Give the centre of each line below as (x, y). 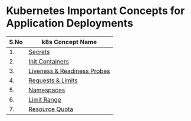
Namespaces (47, 90)
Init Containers (49, 61)
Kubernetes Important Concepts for (95, 11)
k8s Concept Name (69, 42)
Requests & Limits (53, 80)
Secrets (39, 52)
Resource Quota (51, 109)
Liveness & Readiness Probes (69, 70)
